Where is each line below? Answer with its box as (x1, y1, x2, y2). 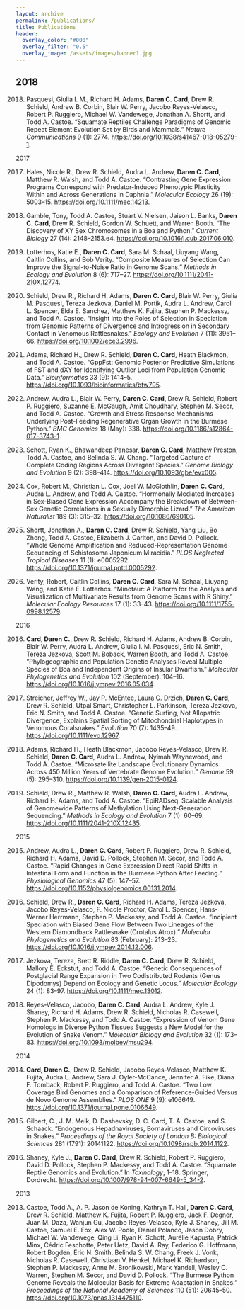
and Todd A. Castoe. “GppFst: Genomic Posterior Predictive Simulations (25, 358, 236, 366)
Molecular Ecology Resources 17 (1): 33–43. (25, 599, 154, 608)
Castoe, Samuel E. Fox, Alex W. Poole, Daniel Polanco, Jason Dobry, (25, 1225, 224, 1234)
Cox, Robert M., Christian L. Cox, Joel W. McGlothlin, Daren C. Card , (25, 482, 225, 490)
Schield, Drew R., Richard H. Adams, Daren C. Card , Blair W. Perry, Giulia (25, 291, 238, 300)
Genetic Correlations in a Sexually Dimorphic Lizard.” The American (39, 504, 236, 513)
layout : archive (16, 10, 64, 18)
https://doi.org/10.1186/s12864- (143, 424, 234, 433)
